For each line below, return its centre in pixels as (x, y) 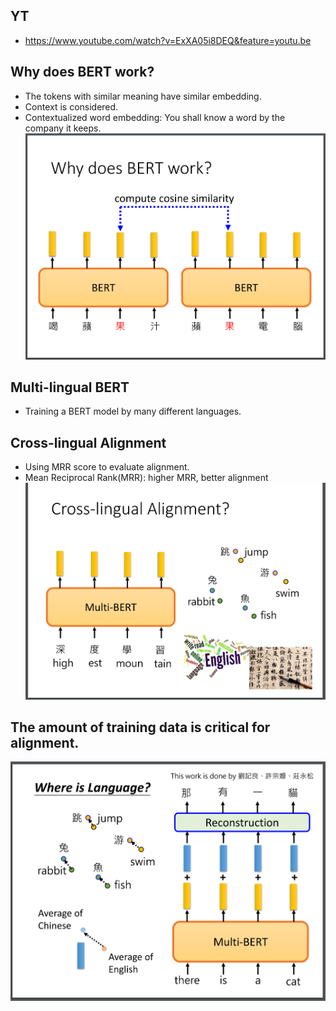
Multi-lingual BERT (70, 387)
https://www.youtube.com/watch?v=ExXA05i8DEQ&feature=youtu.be (168, 40)
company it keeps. (63, 128)
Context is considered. (71, 106)
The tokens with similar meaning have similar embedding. (143, 96)
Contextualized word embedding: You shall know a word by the (155, 117)
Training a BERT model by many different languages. (133, 411)
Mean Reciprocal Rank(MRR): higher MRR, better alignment (146, 478)
